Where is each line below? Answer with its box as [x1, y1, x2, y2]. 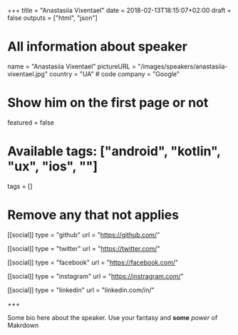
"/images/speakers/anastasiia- [138, 62, 228, 71]
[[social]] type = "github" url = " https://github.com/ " [7, 230, 160, 239]
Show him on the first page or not [7, 95, 209, 111]
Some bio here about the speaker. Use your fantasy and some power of [7, 313, 218, 321]
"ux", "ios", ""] [7, 158, 98, 175]
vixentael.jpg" [7, 69, 48, 78]
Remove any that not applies [7, 207, 180, 223]
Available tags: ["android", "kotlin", [7, 143, 221, 160]
